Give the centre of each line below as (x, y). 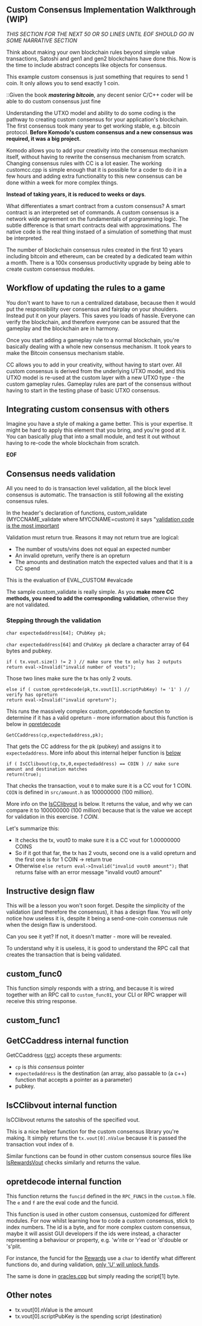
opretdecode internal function (64, 1181)
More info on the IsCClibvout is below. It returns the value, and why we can (99, 804)
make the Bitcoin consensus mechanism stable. (65, 353)
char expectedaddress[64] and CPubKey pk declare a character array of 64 (98, 644)
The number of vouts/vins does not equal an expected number (93, 549)
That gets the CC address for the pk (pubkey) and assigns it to (84, 746)
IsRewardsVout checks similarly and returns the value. (73, 1163)
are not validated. (28, 605)
